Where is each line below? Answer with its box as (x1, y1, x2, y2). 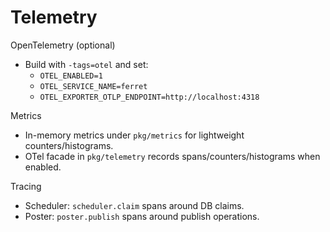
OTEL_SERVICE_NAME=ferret (39, 81, 148, 91)
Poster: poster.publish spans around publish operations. (24, 210, 260, 222)
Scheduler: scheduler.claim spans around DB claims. (24, 199, 245, 211)
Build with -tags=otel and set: (24, 58, 149, 70)
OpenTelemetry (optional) (10, 39, 116, 51)
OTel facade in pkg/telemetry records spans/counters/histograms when (24, 150, 321, 162)
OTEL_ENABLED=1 (39, 71, 103, 81)
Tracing (10, 180, 42, 192)
